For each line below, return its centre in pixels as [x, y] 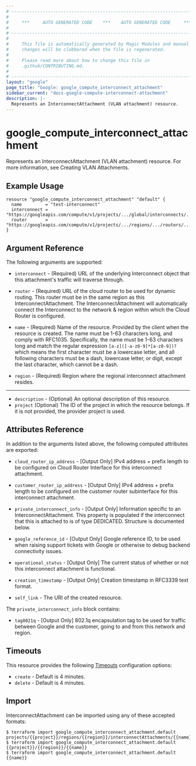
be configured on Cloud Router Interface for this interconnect [88, 467]
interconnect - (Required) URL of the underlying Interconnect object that [102, 274]
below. [22, 527]
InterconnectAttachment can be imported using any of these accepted [90, 715]
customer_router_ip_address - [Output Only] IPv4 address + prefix [94, 485]
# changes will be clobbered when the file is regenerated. [86, 50]
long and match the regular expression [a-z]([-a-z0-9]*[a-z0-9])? [95, 346]
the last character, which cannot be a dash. [66, 365]
